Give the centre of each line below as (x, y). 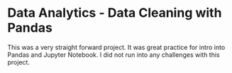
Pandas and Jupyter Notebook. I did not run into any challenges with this (114, 55)
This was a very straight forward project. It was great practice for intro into (116, 47)
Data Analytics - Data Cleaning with (115, 13)
